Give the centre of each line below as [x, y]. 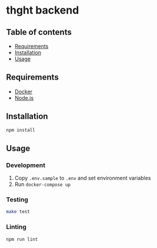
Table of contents [39, 32]
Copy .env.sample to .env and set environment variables [83, 178]
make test [18, 212]
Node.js [24, 97]
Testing [17, 200]
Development [26, 165]
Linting [16, 227]
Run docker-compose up [42, 184]
